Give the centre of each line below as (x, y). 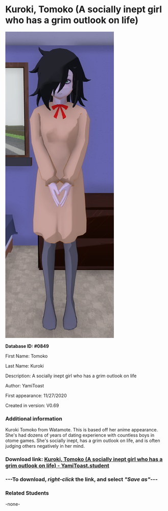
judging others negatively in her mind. (45, 446)
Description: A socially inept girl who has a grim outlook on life (71, 376)
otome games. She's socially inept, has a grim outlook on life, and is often (83, 441)
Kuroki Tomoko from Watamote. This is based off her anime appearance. (82, 430)
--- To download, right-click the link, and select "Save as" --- (82, 479)
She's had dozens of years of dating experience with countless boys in (80, 435)
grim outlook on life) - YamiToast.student (57, 466)
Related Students (27, 493)
